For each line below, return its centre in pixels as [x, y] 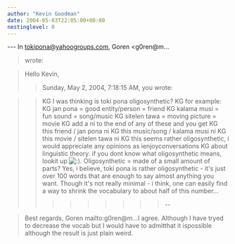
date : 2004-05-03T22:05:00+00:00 [56, 20]
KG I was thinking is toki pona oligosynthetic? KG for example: [132, 101]
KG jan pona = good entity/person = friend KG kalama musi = [131, 109]
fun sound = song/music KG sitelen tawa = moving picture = [129, 116]
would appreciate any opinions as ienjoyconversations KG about [135, 146]
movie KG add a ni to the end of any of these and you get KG [130, 124]
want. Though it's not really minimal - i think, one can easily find [135, 184]
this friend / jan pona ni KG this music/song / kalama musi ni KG [134, 131]
